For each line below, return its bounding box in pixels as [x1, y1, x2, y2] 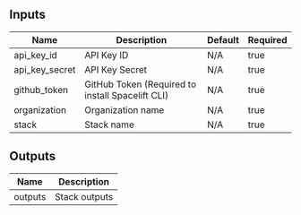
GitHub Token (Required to [84, 78, 197, 90]
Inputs [9, 7, 47, 22]
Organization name [84, 103, 165, 116]
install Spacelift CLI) [84, 89, 168, 101]
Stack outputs [55, 190, 114, 202]
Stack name [84, 118, 134, 131]
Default [207, 33, 240, 46]
